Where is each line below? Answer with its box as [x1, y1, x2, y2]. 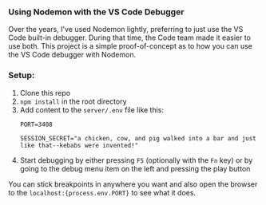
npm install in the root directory [19, 97, 127, 106]
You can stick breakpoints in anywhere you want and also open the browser [8, 179, 258, 189]
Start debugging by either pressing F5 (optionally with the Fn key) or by [19, 155, 253, 165]
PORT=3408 [19, 120, 54, 128]
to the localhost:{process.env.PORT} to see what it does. [8, 187, 197, 197]
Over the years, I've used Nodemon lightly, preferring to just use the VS [8, 25, 244, 34]
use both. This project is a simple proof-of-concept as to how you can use [8, 41, 253, 51]
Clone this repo [19, 88, 70, 97]
